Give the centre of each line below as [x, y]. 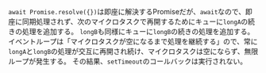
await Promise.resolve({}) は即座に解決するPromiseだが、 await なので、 [127, 12]
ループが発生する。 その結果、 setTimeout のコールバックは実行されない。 [128, 61]
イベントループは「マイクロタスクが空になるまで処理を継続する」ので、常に [133, 41]
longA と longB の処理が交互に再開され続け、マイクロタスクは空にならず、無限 [133, 51]
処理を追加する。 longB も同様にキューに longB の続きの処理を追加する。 [138, 31]
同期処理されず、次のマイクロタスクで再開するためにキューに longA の [135, 21]
